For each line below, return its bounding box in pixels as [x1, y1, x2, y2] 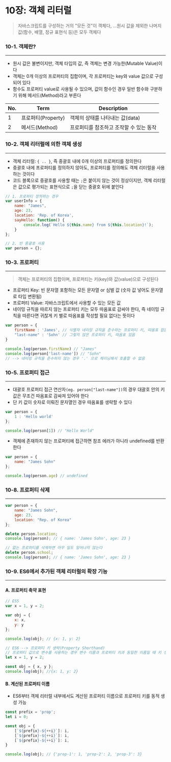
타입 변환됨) [18, 294, 42, 300]
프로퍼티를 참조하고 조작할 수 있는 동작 [70, 124, 157, 131]
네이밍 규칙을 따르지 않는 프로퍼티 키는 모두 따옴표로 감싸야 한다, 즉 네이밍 [12, 306, 159, 312]
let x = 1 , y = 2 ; [5, 655, 44, 660]
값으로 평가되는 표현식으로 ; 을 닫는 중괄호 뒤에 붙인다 [18, 184, 124, 190]
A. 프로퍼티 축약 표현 [5, 587, 46, 593]
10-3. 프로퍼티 [5, 259, 39, 266]
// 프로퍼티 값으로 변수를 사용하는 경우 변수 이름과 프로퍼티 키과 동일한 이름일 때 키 [5, 650, 162, 655]
